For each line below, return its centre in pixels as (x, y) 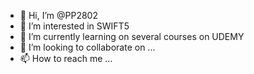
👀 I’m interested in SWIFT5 (74, 26)
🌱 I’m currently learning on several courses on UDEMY (132, 36)
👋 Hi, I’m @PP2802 (58, 15)
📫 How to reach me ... (66, 58)
